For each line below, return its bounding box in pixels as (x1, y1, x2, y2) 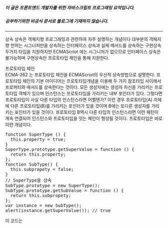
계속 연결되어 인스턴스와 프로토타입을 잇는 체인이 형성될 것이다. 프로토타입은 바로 (5, 115, 163, 122)
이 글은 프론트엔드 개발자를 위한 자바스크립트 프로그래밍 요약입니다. (5, 4, 135, 10)
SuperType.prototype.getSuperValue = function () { (5, 147, 135, 152)
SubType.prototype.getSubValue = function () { (5, 188, 124, 194)
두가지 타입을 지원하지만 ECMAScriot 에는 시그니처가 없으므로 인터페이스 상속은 (5, 49, 161, 55)
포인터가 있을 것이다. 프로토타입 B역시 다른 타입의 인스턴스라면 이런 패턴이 (14, 109, 159, 115)
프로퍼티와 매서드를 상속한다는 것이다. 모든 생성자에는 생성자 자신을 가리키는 (5, 84, 153, 90)
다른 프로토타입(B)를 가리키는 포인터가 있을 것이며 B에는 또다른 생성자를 (10, 103, 150, 109)
